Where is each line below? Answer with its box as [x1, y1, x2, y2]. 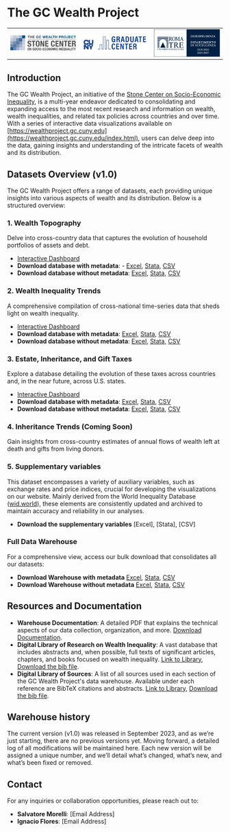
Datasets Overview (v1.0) [7, 168, 118, 180]
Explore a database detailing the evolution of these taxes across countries [7, 369, 216, 378]
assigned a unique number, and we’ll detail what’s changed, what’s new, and [7, 751, 222, 759]
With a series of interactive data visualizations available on [7, 119, 172, 128]
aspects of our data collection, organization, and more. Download [16, 626, 202, 634]
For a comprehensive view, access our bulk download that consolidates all [7, 552, 217, 560]
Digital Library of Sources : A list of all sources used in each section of [16, 669, 216, 678]
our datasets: [7, 560, 44, 568]
